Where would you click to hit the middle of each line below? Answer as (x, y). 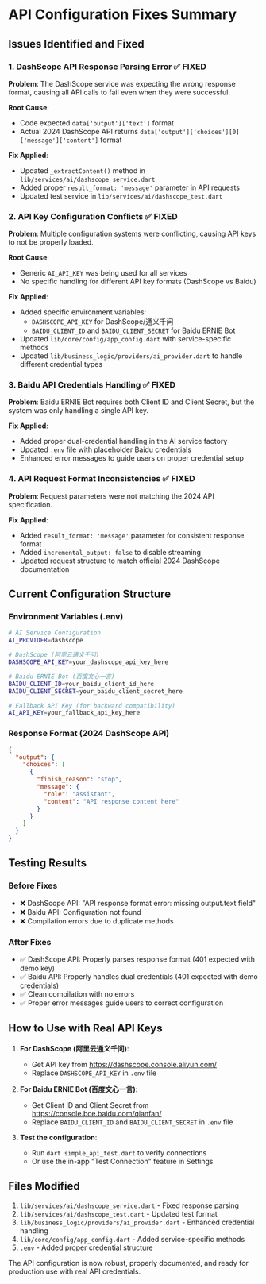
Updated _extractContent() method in (82, 170)
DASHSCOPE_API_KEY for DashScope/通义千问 (102, 322)
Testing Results (48, 863)
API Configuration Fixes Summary (122, 15)
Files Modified (44, 1186)
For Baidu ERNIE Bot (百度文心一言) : (79, 1089)
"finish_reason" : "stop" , (80, 780)
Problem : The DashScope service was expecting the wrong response (122, 83)
